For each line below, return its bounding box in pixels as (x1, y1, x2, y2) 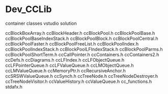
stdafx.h (5, 83, 23, 89)
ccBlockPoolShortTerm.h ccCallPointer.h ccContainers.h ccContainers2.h (5, 52, 159, 58)
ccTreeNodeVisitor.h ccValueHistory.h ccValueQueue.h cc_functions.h (5, 78, 152, 84)
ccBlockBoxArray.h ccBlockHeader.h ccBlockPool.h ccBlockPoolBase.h (5, 30, 155, 36)
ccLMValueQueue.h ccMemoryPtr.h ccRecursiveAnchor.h (5, 67, 126, 74)
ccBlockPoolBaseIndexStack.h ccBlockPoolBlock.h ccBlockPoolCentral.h (5, 35, 159, 41)
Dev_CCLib (5, 4, 52, 15)
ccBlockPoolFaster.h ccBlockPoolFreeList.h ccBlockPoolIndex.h (5, 40, 139, 46)
